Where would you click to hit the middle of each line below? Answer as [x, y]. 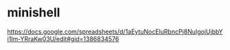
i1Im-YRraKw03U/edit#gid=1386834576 [63, 38]
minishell [34, 13]
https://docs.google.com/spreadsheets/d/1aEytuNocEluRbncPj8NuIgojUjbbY [115, 32]
